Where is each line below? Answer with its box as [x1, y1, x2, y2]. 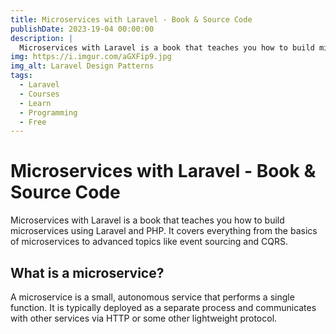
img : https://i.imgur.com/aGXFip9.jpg [10, 52, 172, 62]
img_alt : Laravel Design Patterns [10, 61, 155, 71]
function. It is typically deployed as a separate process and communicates [10, 302, 317, 313]
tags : [10, 71, 33, 81]
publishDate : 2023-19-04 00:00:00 [10, 24, 155, 34]
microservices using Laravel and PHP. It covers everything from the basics [10, 225, 318, 237]
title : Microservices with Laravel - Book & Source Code [10, 14, 253, 25]
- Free [19, 117, 47, 127]
